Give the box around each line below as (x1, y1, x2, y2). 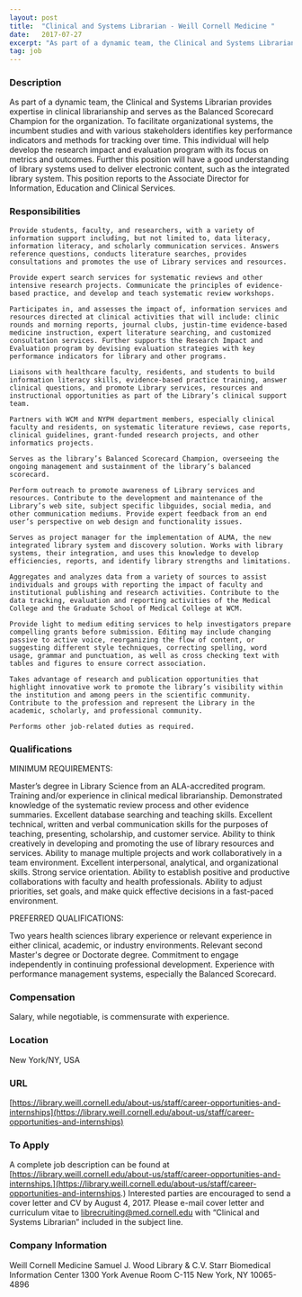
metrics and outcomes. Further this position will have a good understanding (9, 154, 289, 165)
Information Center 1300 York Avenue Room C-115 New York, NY (9, 1269, 249, 1280)
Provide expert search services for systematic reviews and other (9, 273, 263, 282)
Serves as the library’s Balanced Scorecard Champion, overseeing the (9, 454, 280, 464)
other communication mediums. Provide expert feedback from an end (9, 509, 268, 518)
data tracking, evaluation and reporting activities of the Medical (9, 596, 271, 605)
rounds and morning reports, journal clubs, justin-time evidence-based (9, 320, 288, 329)
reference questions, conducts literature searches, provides (9, 249, 247, 258)
